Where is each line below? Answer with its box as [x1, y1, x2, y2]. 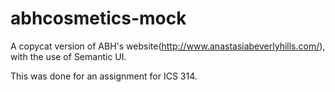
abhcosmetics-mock [10, 7, 187, 30]
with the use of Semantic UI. [10, 50, 127, 62]
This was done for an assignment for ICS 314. [10, 70, 198, 82]
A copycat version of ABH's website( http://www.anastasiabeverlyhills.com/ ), [10, 40, 326, 52]
